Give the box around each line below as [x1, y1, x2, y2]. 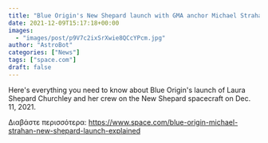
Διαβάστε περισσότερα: [8, 117, 87, 127]
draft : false [8, 64, 52, 71]
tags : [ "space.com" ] [8, 56, 77, 64]
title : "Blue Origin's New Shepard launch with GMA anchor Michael [8, 11, 238, 20]
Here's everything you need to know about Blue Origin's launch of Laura [8, 85, 246, 95]
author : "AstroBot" [8, 41, 73, 49]
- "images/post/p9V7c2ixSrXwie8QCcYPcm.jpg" [15, 33, 166, 42]
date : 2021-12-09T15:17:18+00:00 [8, 19, 120, 27]
